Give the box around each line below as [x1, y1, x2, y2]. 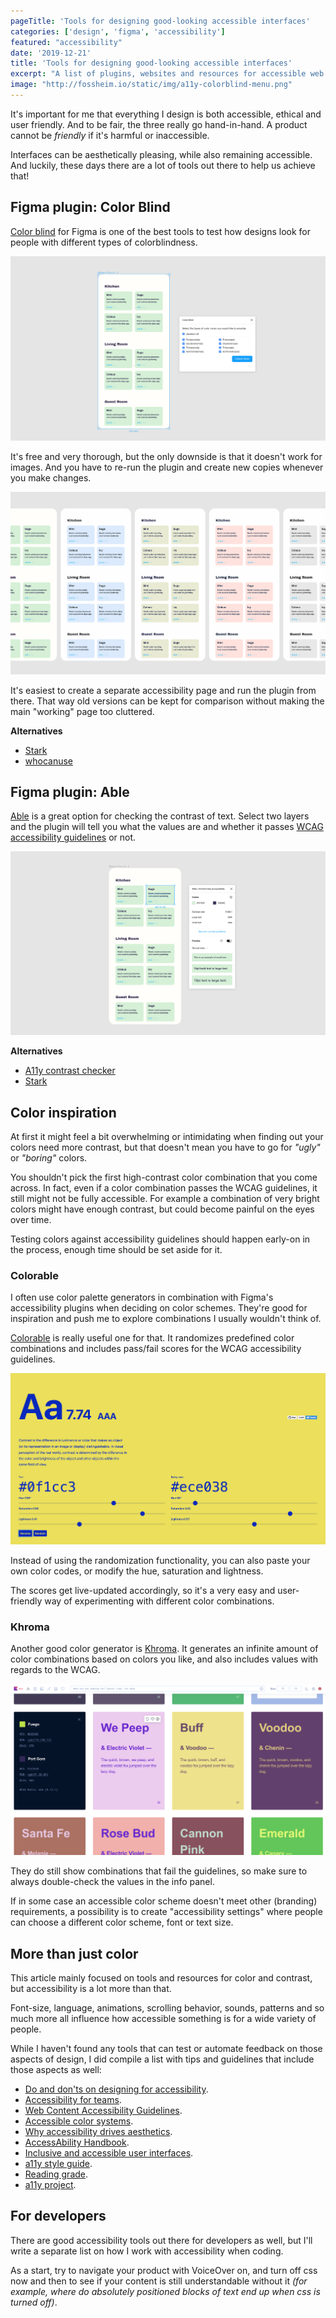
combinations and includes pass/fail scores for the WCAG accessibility [10, 1343, 302, 1355]
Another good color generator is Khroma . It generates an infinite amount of [10, 1643, 319, 1655]
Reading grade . [24, 2168, 89, 2180]
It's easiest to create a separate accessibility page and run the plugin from [10, 684, 317, 696]
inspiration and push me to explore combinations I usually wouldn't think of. [10, 1313, 322, 1325]
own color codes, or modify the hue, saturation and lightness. [10, 1565, 264, 1577]
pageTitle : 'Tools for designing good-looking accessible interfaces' [10, 16, 311, 26]
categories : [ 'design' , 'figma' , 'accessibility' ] [10, 26, 226, 37]
